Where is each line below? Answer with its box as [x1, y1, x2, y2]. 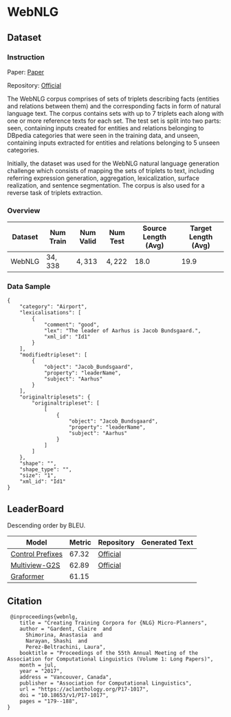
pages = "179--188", [19, 698, 78, 705]
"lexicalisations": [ [19, 310, 81, 316]
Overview [7, 205, 41, 215]
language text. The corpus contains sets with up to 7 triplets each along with [7, 109, 224, 117]
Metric [69, 538, 91, 547]
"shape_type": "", [19, 466, 72, 473]
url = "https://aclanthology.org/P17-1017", [19, 686, 149, 693]
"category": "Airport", [19, 303, 88, 310]
